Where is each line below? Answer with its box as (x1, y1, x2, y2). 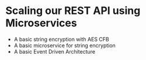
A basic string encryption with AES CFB (13, 36, 109, 43)
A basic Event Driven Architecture (13, 48, 96, 55)
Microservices (5, 16, 77, 30)
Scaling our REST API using (5, 4, 141, 17)
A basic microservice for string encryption (13, 42, 116, 49)
